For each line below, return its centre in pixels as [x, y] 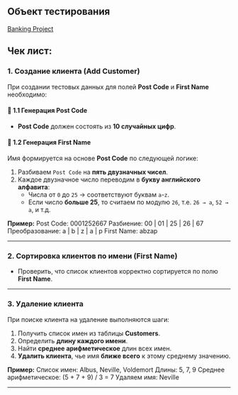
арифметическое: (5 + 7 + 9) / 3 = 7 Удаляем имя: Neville [93, 377]
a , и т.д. [39, 209]
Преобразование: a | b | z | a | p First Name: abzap [83, 230]
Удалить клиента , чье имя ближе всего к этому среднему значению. [124, 356]
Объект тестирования [59, 12]
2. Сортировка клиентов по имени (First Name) [92, 256]
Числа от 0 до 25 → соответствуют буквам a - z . [99, 194]
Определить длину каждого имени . [73, 340]
